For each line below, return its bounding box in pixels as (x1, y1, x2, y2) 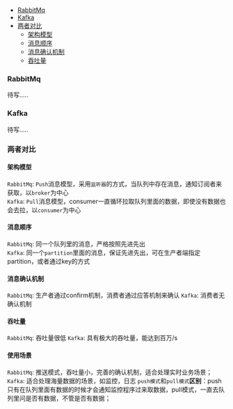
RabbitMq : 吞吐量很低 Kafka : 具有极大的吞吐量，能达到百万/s (7, 334, 178, 342)
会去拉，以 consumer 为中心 (7, 205, 81, 214)
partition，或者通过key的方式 (7, 257, 90, 265)
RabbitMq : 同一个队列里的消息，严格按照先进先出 (7, 239, 146, 248)
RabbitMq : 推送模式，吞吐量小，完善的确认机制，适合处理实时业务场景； (7, 368, 213, 376)
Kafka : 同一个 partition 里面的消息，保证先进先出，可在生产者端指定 (7, 248, 201, 257)
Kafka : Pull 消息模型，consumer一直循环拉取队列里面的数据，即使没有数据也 (7, 197, 226, 205)
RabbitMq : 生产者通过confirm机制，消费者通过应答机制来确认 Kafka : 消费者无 (7, 291, 225, 300)
